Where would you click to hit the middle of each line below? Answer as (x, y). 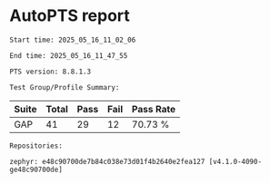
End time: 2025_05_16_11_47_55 (69, 55)
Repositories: (36, 146)
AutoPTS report (70, 16)
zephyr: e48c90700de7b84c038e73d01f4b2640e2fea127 (107, 161)
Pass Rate (153, 109)
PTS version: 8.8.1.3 (50, 72)
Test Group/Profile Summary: (65, 87)
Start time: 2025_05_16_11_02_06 (73, 40)
